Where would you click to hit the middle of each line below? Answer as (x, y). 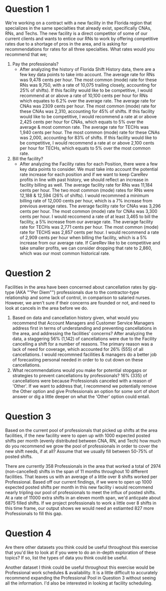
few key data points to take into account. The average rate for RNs (87, 74)
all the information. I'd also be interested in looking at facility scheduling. (79, 583)
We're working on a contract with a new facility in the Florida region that (79, 23)
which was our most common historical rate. (65, 253)
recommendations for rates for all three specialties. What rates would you (80, 49)
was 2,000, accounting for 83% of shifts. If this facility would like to (88, 138)
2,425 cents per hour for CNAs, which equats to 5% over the (82, 122)
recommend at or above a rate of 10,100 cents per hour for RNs (84, 96)
